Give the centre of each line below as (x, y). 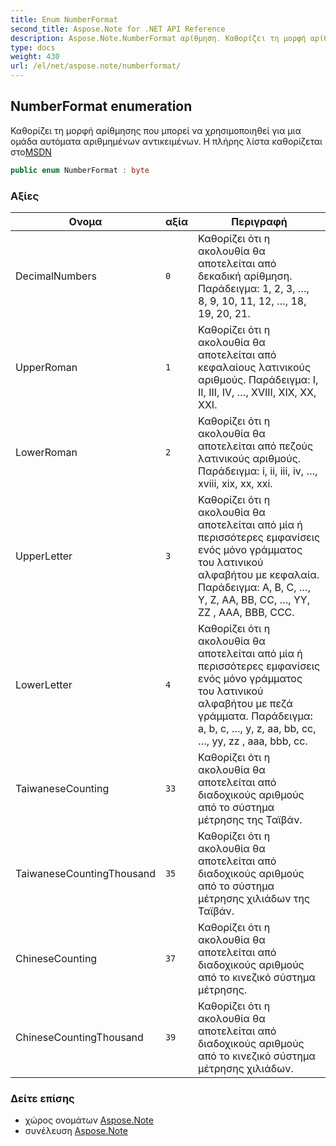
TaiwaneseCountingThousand (85, 873)
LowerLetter (44, 684)
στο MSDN (31, 152)
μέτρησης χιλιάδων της (254, 898)
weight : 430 (35, 57)
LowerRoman (46, 452)
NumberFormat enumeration (101, 106)
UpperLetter (44, 556)
